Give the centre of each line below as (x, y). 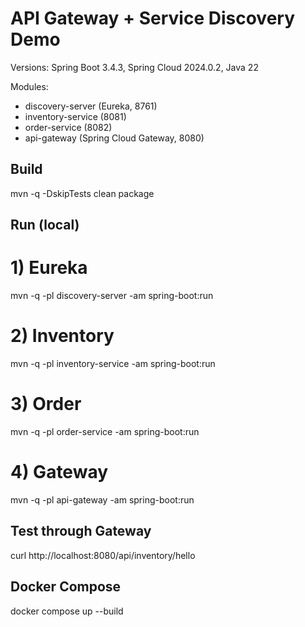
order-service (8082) (68, 127)
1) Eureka (49, 268)
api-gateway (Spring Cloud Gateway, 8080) (114, 138)
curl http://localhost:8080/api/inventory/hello (103, 555)
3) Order (46, 404)
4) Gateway (59, 472)
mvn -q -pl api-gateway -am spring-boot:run (102, 499)
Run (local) (45, 225)
